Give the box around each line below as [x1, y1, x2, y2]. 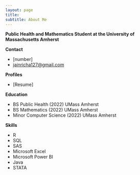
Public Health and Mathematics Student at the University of [5, 31, 135, 37]
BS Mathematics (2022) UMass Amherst [12, 107, 98, 113]
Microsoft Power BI [12, 154, 53, 160]
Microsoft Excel [12, 148, 46, 155]
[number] [12, 56, 33, 62]
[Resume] [12, 81, 34, 87]
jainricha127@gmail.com [12, 62, 64, 68]
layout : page [5, 7, 33, 13]
